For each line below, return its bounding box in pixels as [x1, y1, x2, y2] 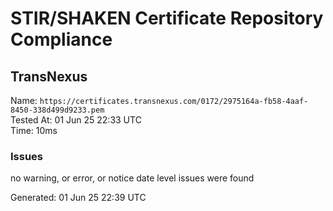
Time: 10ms [10, 125, 58, 136]
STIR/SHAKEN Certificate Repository [10, 7, 324, 30]
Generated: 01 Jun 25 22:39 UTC [10, 192, 147, 204]
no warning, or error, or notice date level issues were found [10, 172, 255, 184]
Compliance [10, 28, 113, 51]
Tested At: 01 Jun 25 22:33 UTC [10, 114, 142, 126]
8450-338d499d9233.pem [10, 105, 105, 115]
